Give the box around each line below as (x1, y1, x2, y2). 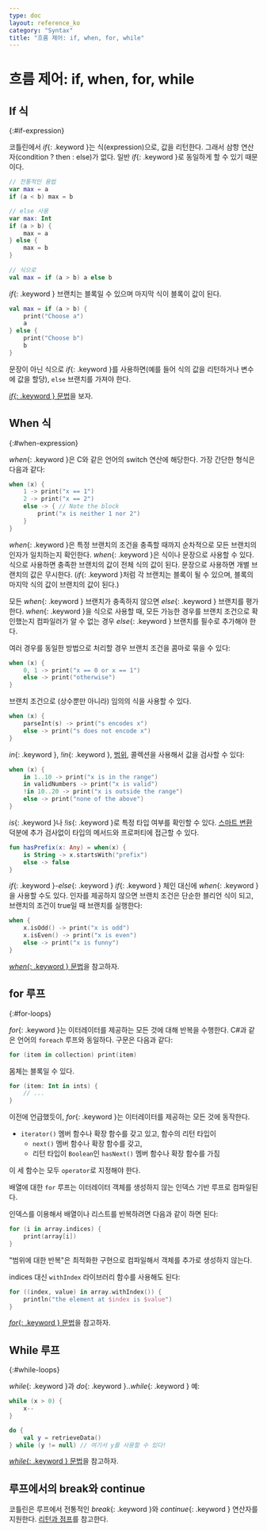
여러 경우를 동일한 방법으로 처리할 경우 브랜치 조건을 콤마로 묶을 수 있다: (9, 643, 231, 652)
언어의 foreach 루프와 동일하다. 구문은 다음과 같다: (17, 1035, 174, 1044)
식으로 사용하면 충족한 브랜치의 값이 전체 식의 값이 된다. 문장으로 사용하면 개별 (9, 560, 250, 569)
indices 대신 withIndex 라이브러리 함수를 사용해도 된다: (9, 1271, 181, 1282)
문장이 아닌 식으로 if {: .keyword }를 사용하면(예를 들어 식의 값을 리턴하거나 (9, 364, 240, 374)
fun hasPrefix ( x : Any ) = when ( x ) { (9, 843, 127, 852)
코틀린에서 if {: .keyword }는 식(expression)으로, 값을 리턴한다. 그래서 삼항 (9, 142, 240, 152)
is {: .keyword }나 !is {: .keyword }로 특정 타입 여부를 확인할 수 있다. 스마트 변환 (9, 817, 253, 827)
